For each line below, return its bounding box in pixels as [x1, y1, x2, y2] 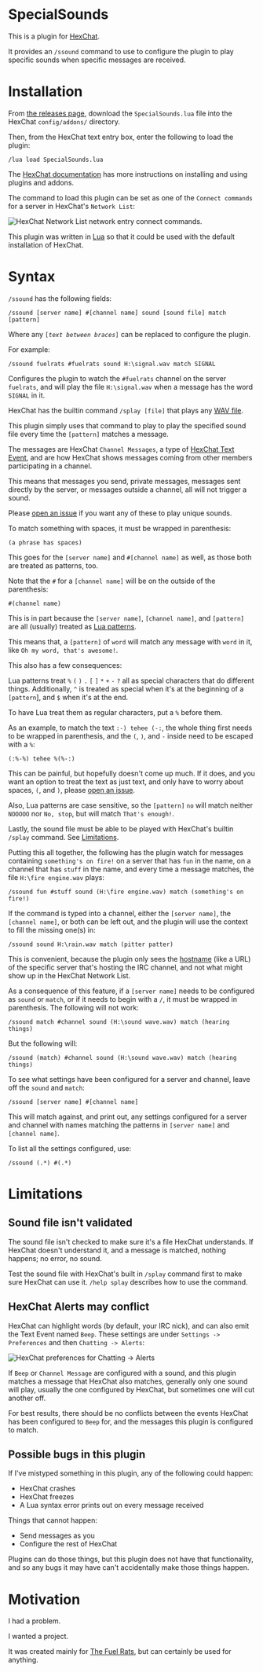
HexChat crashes [19, 1483, 76, 1494]
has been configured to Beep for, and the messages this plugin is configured [8, 1417, 254, 1426]
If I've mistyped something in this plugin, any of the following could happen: [8, 1468, 254, 1478]
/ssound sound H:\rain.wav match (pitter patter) [8, 940, 174, 948]
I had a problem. [8, 1616, 61, 1626]
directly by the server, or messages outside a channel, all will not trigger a [8, 485, 247, 494]
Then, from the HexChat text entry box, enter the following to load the [8, 132, 234, 141]
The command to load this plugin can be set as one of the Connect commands [8, 192, 253, 202]
